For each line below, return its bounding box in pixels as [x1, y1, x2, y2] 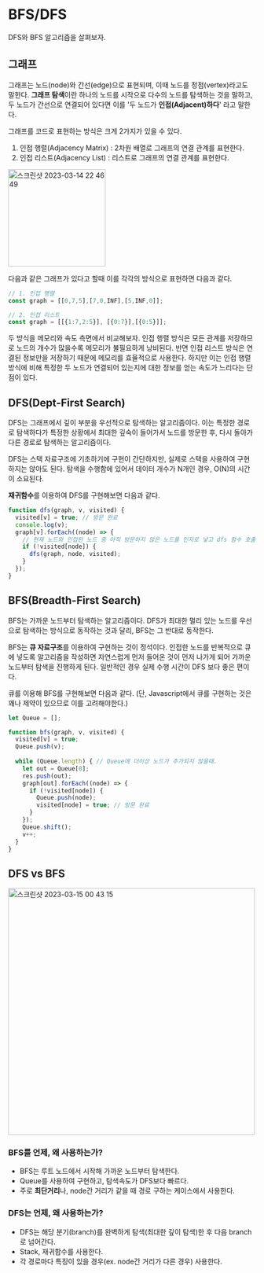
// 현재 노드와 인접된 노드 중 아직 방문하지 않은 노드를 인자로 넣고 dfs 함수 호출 [22, 535, 256, 543]
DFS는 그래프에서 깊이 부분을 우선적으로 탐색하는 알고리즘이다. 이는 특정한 [8, 418, 236, 428]
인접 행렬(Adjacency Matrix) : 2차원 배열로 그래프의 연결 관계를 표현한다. [19, 143, 245, 153]
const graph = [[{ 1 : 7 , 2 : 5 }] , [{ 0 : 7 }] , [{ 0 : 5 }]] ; [8, 318, 167, 326]
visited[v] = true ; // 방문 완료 [15, 513, 118, 521]
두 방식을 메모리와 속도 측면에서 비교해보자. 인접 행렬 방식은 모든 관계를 [8, 333, 226, 343]
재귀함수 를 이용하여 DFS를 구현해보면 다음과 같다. [8, 491, 160, 500]
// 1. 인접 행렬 [8, 289, 55, 297]
